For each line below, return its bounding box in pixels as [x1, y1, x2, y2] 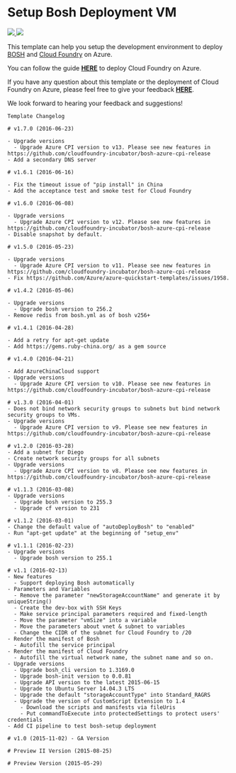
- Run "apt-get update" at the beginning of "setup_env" [7, 529, 179, 537]
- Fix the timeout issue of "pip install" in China [7, 181, 163, 188]
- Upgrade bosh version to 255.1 [13, 554, 113, 562]
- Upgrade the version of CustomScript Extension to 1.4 [13, 698, 186, 705]
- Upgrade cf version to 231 [13, 504, 100, 512]
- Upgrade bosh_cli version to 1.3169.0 [13, 666, 135, 673]
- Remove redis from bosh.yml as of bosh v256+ [7, 311, 151, 319]
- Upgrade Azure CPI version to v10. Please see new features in [13, 380, 211, 388]
